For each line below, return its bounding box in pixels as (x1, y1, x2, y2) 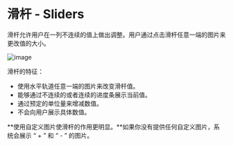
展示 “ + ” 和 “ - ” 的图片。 (19, 131, 94, 139)
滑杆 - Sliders (7, 6, 85, 22)
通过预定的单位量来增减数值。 (17, 99, 103, 107)
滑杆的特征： (7, 67, 44, 75)
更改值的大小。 (7, 39, 50, 47)
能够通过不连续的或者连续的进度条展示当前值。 (17, 91, 151, 99)
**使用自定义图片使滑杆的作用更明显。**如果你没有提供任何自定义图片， (7, 122, 214, 131)
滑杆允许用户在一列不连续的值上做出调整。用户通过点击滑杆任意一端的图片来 (7, 30, 226, 39)
